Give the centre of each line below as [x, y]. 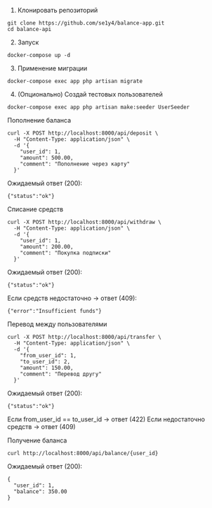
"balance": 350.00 [41, 492]
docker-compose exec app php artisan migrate [75, 81]
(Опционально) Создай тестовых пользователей [90, 94]
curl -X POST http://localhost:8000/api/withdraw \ [84, 222]
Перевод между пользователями [57, 324]
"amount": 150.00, [47, 368]
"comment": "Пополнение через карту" [75, 164]
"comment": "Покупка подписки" [66, 253]
